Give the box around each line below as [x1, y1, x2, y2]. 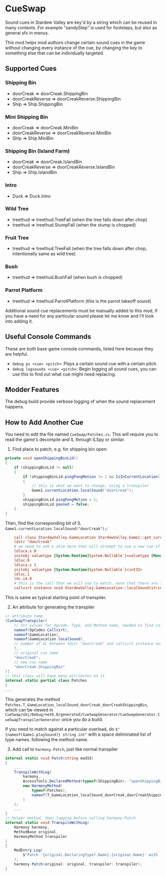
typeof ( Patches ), [31, 788, 68, 793]
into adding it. [5, 318, 33, 324]
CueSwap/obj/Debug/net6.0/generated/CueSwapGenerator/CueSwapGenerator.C [5, 712, 161, 717]
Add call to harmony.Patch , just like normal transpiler [12, 746, 118, 752]
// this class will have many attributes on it [5, 673, 105, 679]
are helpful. [5, 351, 29, 357]
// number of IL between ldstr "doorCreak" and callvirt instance [14, 641, 154, 647]
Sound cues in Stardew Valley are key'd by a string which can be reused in [5, 19, 157, 25]
